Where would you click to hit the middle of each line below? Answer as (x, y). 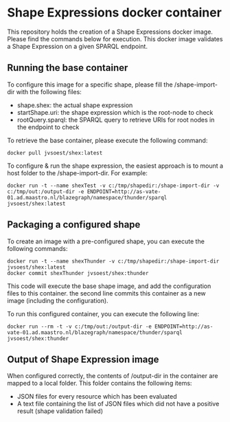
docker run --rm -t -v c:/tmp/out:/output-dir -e (80, 326)
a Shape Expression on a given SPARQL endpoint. (77, 46)
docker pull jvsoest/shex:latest (55, 153)
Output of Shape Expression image (83, 359)
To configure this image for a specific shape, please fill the (90, 85)
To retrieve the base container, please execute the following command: (107, 140)
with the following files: (49, 91)
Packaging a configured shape (74, 225)
